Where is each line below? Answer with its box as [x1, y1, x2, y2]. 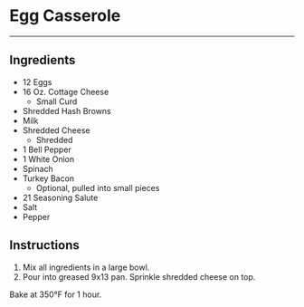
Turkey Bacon [22, 173, 75, 184]
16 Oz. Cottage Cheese [22, 86, 109, 97]
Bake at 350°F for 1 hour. [9, 289, 102, 300]
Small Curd [35, 96, 78, 107]
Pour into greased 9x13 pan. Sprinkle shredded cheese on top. [22, 271, 256, 282]
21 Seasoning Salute [22, 192, 99, 203]
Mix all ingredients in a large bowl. [22, 262, 150, 273]
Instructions [9, 237, 80, 254]
